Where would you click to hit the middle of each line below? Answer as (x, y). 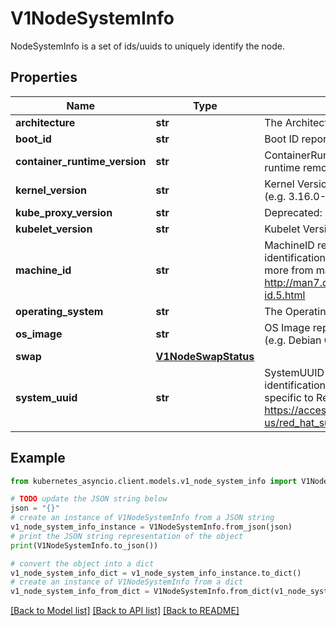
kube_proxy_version (64, 212)
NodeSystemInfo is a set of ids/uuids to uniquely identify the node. (148, 46)
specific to (289, 397)
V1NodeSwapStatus (205, 356)
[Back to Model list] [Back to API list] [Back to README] (125, 611)
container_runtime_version (81, 161)
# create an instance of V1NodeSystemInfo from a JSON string (142, 518)
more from (289, 270)
